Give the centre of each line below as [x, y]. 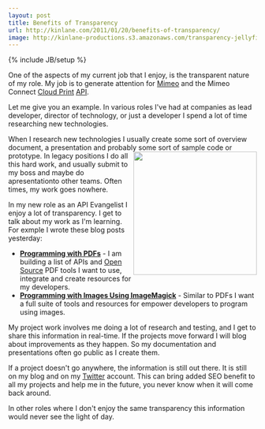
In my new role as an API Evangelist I [68, 205]
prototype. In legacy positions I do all [68, 156]
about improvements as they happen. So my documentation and [112, 345]
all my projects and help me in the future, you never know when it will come [131, 385]
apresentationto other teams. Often [65, 181]
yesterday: [25, 238]
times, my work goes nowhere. [58, 189]
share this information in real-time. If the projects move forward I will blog [127, 336]
